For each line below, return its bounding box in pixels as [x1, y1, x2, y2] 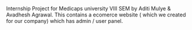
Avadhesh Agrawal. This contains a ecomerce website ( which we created [6, 11, 186, 18]
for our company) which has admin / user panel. [6, 18, 123, 24]
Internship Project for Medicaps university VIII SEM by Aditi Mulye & [6, 5, 171, 12]
